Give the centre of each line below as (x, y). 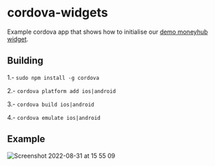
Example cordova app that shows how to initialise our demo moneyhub (107, 32)
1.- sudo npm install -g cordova (53, 77)
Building (25, 61)
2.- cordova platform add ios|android (62, 90)
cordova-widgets (58, 13)
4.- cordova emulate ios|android (54, 117)
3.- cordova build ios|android (51, 104)
